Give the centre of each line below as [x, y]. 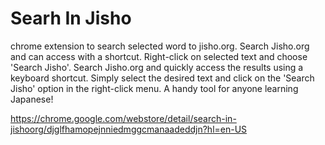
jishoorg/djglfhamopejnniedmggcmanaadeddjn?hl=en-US [129, 129]
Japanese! [32, 99]
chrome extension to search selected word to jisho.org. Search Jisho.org [160, 46]
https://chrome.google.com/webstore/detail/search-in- [123, 118]
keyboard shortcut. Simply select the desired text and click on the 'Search [162, 78]
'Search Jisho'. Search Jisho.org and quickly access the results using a [157, 67]
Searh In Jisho [71, 18]
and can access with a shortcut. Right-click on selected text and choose [159, 56]
